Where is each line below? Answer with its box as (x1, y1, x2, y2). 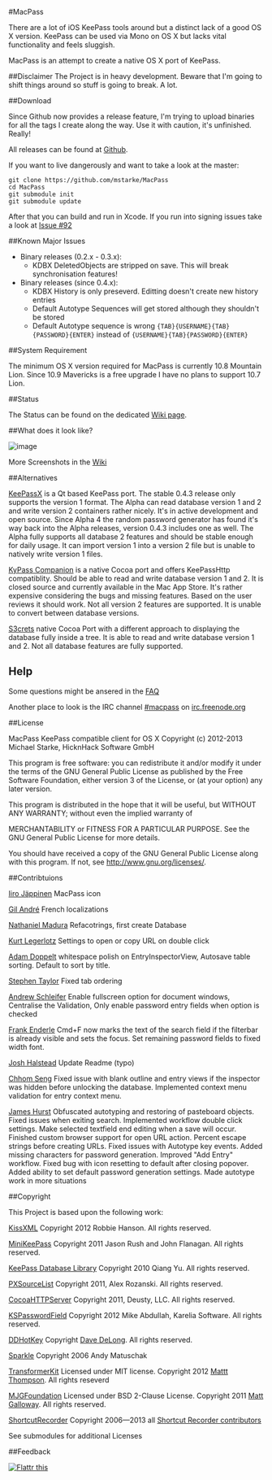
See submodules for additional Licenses (8, 1430, 143, 1440)
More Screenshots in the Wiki (8, 457, 107, 467)
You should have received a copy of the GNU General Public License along (8, 848, 258, 858)
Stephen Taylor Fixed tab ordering (8, 976, 123, 986)
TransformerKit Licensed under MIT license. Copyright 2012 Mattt (8, 1366, 229, 1376)
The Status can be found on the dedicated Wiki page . (8, 410, 188, 420)
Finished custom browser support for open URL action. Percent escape (8, 1132, 247, 1142)
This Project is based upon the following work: (8, 1207, 164, 1217)
